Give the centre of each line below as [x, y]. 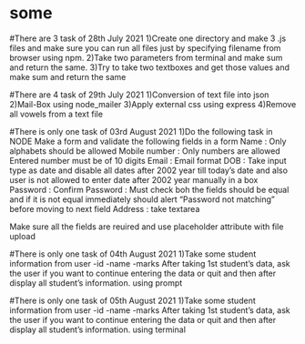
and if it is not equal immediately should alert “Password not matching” [142, 199]
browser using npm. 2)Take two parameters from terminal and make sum [146, 57]
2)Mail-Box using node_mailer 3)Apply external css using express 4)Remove [153, 104]
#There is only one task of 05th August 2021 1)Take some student [133, 300]
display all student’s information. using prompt [96, 283]
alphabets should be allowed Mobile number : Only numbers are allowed [145, 151]
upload [23, 236]
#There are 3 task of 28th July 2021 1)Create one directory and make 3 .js [148, 38]
